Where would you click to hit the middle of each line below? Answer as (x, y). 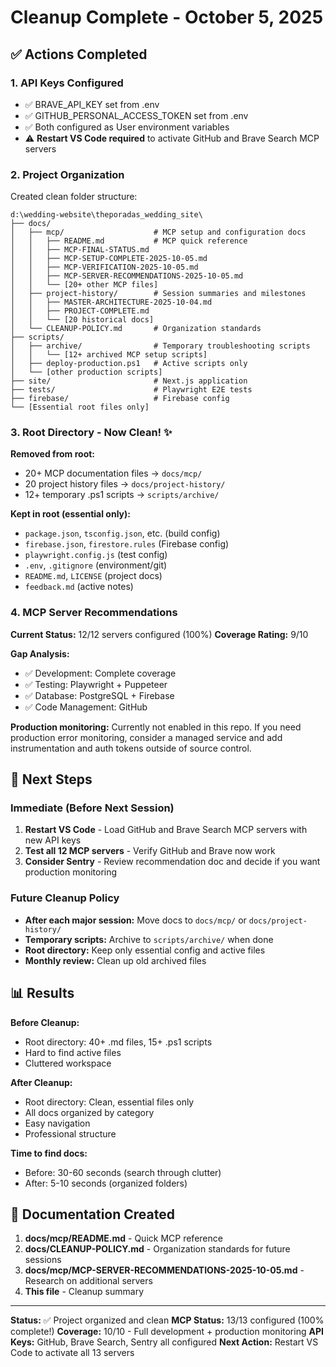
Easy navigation (57, 1123)
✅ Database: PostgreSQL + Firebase (99, 695)
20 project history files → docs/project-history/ (125, 484)
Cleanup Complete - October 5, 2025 (167, 17)
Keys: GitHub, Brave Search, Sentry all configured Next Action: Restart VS (164, 1342)
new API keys (53, 840)
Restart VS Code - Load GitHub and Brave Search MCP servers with (166, 830)
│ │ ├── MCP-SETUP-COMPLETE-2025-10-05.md (109, 259)
